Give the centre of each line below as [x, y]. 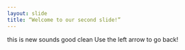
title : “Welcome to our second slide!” [64, 20]
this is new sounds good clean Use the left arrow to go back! [93, 39]
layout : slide [27, 13]
